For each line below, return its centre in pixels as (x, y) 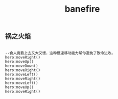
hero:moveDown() (22, 66)
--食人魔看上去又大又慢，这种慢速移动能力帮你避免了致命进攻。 (60, 53)
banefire (82, 9)
